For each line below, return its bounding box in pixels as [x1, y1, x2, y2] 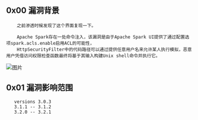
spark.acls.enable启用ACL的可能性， [10, 40, 95, 46]
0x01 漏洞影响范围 [6, 83, 73, 93]
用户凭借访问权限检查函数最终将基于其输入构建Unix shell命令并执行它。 [6, 52, 161, 59]
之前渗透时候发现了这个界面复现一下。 [17, 22, 96, 28]
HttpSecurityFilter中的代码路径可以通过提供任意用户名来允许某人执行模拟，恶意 [17, 46, 192, 52]
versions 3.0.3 [14, 99, 51, 105]
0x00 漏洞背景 [6, 5, 60, 16]
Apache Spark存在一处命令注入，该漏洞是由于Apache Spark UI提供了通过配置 [17, 34, 185, 40]
